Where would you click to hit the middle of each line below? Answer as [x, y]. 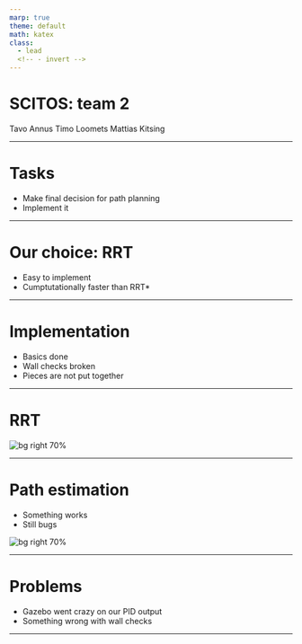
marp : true [30, 18]
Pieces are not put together [73, 375]
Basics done [45, 357]
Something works [55, 515]
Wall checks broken [59, 366]
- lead [30, 51]
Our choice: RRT [71, 253]
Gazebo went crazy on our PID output [92, 611]
